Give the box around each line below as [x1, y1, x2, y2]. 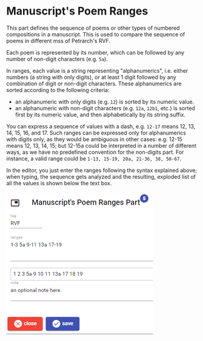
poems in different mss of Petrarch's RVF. [6, 37, 111, 44]
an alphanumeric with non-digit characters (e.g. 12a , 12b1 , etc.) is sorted [15, 104, 196, 111]
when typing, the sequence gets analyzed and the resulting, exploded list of [6, 173, 196, 180]
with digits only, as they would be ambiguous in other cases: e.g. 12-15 [6, 135, 183, 143]
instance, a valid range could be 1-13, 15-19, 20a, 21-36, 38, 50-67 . [6, 154, 182, 162]
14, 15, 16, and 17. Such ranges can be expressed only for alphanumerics [6, 129, 187, 136]
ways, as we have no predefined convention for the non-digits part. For [6, 148, 184, 156]
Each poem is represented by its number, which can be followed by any [6, 48, 185, 56]
